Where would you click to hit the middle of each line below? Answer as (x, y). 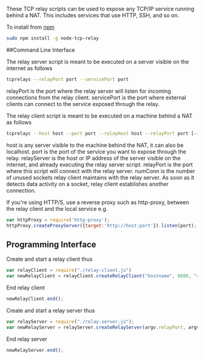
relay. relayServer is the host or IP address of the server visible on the (93, 158)
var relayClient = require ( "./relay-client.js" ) (69, 271)
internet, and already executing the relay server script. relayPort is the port (100, 165)
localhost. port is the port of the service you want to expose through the (96, 151)
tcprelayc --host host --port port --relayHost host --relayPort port (97, 133)
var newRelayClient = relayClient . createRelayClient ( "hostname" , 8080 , (99, 276)
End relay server (27, 339)
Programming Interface (51, 244)
